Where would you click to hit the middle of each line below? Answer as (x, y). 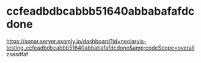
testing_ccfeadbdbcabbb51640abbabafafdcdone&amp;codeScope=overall (100, 48)
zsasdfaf (17, 54)
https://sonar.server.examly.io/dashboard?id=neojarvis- (76, 41)
